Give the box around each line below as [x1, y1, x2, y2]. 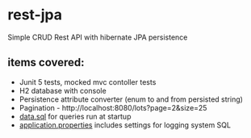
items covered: [7, 56, 85, 69]
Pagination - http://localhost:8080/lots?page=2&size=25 [19, 102, 207, 112]
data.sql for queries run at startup [19, 111, 132, 121]
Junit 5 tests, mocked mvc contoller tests [19, 77, 157, 86]
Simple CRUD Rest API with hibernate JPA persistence [7, 32, 188, 42]
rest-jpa [7, 6, 62, 24]
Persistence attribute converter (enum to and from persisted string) [19, 94, 244, 104]
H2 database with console [19, 86, 107, 95]
